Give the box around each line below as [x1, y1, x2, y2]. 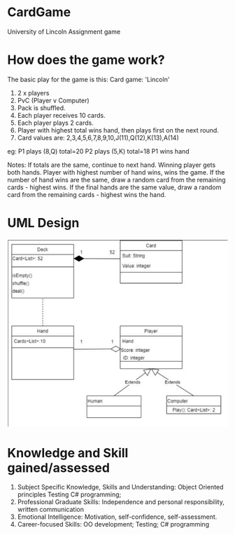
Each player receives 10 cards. [17, 111, 106, 119]
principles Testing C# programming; [17, 490, 122, 499]
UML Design [7, 215, 80, 231]
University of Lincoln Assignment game [7, 27, 121, 36]
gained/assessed [7, 460, 111, 475]
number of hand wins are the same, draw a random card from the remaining [7, 175, 226, 184]
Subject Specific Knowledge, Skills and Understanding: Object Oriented [17, 483, 224, 492]
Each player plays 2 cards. [17, 118, 94, 127]
